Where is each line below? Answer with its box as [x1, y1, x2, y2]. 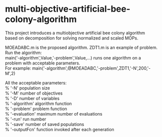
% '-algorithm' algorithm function [5, 100, 72, 106]
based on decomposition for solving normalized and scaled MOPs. [5, 35, 139, 41]
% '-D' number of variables [5, 95, 60, 101]
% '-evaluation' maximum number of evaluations [5, 111, 103, 117]
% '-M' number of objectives [5, 90, 63, 96]
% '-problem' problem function [5, 106, 67, 112]
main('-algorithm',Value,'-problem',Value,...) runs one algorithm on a [5, 55, 141, 60]
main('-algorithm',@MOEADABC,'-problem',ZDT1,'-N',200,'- [32, 65, 151, 71]
